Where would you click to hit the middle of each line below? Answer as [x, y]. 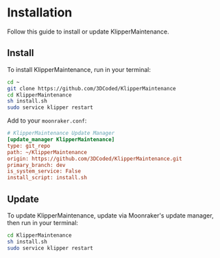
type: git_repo [29, 146]
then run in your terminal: [43, 222]
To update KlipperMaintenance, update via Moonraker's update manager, [110, 215]
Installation [40, 13]
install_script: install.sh [47, 178]
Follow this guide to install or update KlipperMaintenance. [88, 31]
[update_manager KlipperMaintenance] [61, 140]
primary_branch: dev [37, 165]
